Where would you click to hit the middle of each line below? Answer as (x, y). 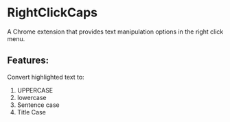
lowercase (32, 97)
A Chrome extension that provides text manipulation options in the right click (115, 32)
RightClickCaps (53, 13)
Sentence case (38, 105)
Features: (28, 61)
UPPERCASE (35, 90)
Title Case (31, 112)
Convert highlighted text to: (46, 77)
